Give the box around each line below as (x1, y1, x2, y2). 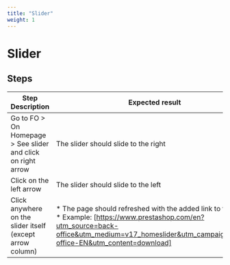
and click (10, 148, 40, 157)
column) (10, 247, 38, 256)
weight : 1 (7, 16, 36, 23)
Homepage (10, 130, 47, 140)
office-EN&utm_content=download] (55, 238, 172, 247)
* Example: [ (55, 212, 97, 222)
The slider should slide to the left (55, 180, 162, 189)
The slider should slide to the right (55, 139, 166, 148)
